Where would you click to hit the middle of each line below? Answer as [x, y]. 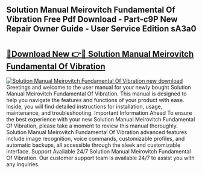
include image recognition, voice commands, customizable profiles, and [96, 139]
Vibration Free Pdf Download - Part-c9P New [92, 20]
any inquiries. [23, 164]
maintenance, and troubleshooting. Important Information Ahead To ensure [99, 113]
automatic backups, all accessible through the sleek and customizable [93, 145]
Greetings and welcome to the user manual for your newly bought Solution [99, 87]
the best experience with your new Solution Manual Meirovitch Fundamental [101, 119]
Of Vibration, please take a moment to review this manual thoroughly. [92, 126]
